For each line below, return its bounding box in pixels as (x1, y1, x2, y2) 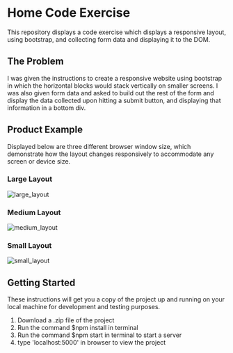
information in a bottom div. (7, 103, 86, 112)
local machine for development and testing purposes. (7, 303, 161, 311)
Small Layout (7, 241, 52, 251)
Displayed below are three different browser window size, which (7, 142, 191, 150)
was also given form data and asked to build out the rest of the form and (7, 88, 214, 97)
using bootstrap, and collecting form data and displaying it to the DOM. (7, 35, 211, 43)
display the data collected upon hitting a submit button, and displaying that (7, 96, 221, 104)
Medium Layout (7, 207, 61, 217)
